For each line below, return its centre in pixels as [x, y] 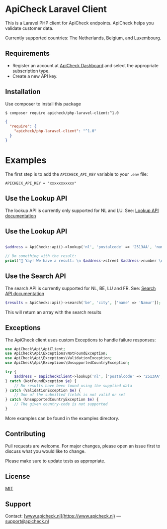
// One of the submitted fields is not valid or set [70, 395]
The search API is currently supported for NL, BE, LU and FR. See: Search [81, 288]
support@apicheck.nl [27, 522]
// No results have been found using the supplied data [73, 386]
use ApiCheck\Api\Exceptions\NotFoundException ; [56, 354]
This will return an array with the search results [53, 312]
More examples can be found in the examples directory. [62, 418]
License [18, 476]
